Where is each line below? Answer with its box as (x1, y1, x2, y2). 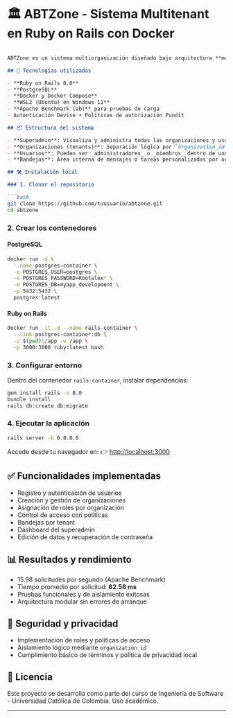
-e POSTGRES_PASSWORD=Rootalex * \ (13, 275, 113, 282)
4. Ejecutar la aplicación (7, 419, 90, 428)
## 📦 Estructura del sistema (7, 124, 94, 131)
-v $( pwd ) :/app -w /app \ (13, 338, 89, 344)
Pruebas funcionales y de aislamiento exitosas (17, 590, 150, 599)
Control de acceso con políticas (17, 511, 109, 519)
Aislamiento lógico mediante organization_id (17, 643, 147, 652)
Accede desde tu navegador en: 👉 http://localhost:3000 (7, 447, 170, 455)
